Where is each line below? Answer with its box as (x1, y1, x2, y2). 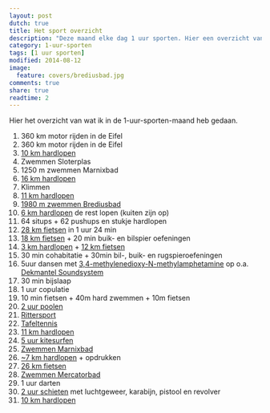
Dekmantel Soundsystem (20, 268, 104, 277)
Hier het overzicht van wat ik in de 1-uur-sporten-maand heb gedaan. (9, 115, 239, 125)
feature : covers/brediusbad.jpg (16, 71, 125, 79)
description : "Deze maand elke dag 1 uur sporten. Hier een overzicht (9, 34, 250, 43)
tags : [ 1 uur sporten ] (9, 49, 85, 57)
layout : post (9, 11, 53, 20)
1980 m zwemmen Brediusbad (20, 200, 121, 209)
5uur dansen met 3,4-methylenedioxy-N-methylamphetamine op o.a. (20, 259, 249, 269)
